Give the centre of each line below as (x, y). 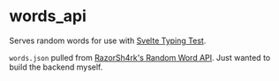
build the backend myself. (56, 67)
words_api (48, 16)
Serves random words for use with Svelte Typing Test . (108, 40)
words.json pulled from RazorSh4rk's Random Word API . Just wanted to (140, 57)
